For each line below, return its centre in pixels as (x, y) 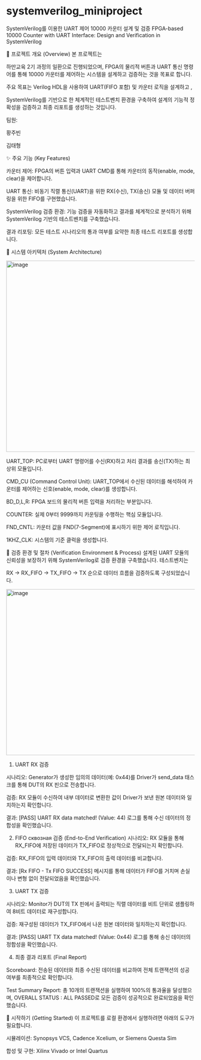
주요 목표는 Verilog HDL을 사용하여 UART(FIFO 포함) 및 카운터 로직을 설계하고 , (99, 87)
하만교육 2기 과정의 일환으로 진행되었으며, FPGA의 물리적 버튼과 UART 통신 (94, 67)
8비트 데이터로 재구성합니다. (45, 911)
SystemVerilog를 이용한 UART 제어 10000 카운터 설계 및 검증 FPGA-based (95, 28)
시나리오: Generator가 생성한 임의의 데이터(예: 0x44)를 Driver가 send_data (95, 777)
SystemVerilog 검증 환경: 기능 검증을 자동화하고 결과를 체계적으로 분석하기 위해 (99, 211)
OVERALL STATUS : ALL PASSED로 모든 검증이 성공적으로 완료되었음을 (98, 998)
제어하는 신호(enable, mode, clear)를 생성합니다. (80, 489)
